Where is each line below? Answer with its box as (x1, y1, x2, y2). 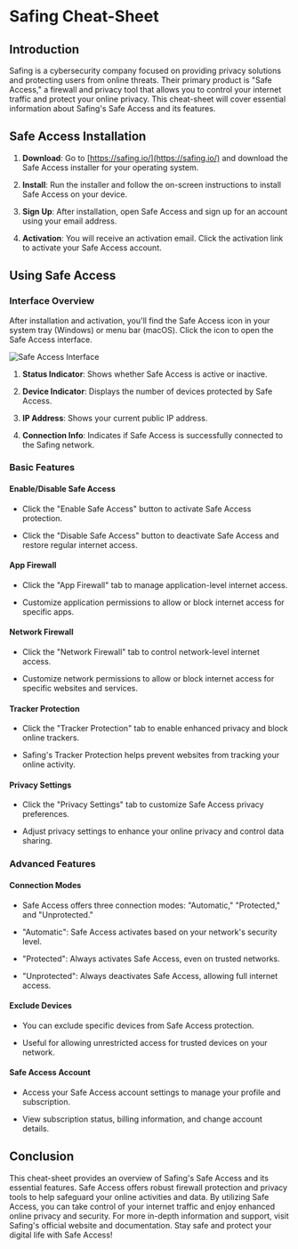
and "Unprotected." (21, 909, 93, 919)
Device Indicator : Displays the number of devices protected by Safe (21, 386, 273, 396)
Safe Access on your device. (21, 189, 128, 200)
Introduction (9, 42, 80, 57)
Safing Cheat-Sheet (9, 6, 159, 27)
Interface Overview (9, 295, 95, 307)
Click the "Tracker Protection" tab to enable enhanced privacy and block (21, 723, 288, 734)
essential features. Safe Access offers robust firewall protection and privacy (9, 1182, 287, 1193)
